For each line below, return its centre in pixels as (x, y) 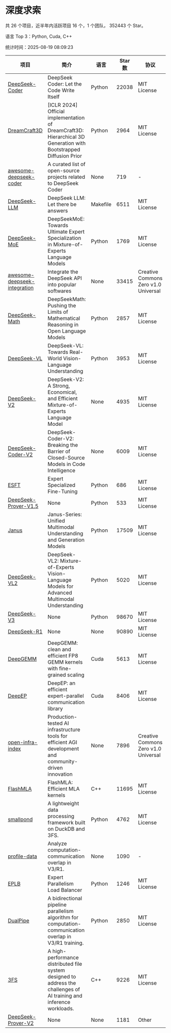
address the (62, 983)
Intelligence (61, 470)
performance (63, 957)
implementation (66, 118)
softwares (60, 291)
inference (59, 1002)
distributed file (65, 964)
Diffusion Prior (65, 156)
